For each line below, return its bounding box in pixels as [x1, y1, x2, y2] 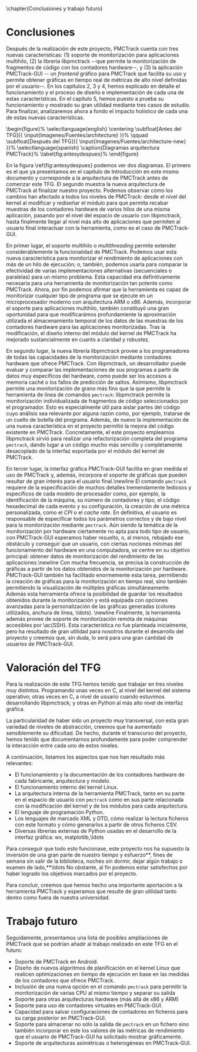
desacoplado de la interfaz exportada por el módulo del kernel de [6, 447, 165, 454]
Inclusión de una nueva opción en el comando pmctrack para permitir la [14, 983, 187, 990]
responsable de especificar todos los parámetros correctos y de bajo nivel [6, 515, 186, 522]
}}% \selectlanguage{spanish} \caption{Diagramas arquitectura [6, 144, 160, 151]
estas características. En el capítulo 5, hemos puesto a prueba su [6, 95, 165, 102]
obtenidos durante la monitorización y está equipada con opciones [6, 596, 168, 603]
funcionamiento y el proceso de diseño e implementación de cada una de [6, 88, 184, 96]
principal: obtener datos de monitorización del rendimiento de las [6, 553, 164, 560]
